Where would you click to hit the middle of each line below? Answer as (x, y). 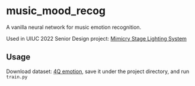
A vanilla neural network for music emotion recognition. (74, 27)
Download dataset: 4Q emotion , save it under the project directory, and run (98, 71)
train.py (17, 77)
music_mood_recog (56, 11)
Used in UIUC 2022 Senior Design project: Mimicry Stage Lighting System (96, 38)
